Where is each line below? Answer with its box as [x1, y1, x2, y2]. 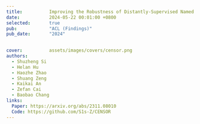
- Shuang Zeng [11, 75, 47, 81]
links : [6, 98, 23, 104]
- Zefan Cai [11, 86, 42, 93]
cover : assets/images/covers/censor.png [6, 47, 133, 54]
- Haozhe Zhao [11, 69, 47, 75]
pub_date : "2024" [6, 31, 66, 37]
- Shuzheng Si [11, 58, 47, 65]
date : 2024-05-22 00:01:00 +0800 [6, 14, 117, 20]
